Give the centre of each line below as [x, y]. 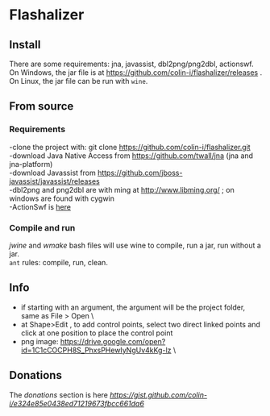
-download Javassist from [52, 173]
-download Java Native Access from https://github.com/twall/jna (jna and [131, 156]
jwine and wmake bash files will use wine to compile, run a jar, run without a [135, 245]
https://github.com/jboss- [140, 173]
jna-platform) [31, 164]
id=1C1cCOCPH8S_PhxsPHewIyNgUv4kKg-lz [96, 350]
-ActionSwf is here [40, 206]
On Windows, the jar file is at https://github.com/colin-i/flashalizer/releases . [136, 73]
